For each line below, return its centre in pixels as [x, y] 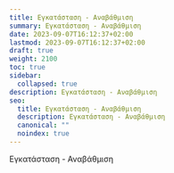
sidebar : [25, 76]
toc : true [28, 68]
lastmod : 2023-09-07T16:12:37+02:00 [77, 42]
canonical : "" [43, 126]
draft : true [31, 51]
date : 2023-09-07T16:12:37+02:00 [71, 34]
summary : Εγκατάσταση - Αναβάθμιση [75, 26]
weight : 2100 [33, 59]
